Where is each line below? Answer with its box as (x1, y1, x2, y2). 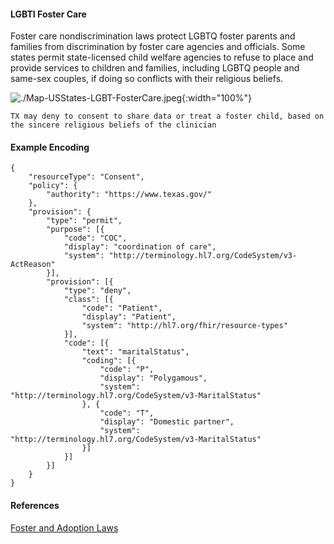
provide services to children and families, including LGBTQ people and (10, 62, 300, 74)
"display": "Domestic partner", (99, 417, 235, 427)
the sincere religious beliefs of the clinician (10, 120, 217, 130)
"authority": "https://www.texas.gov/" (46, 190, 213, 200)
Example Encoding (10, 141, 90, 153)
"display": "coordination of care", (63, 242, 217, 252)
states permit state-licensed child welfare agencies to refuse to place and (10, 51, 314, 64)
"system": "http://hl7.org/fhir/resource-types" (81, 321, 288, 331)
